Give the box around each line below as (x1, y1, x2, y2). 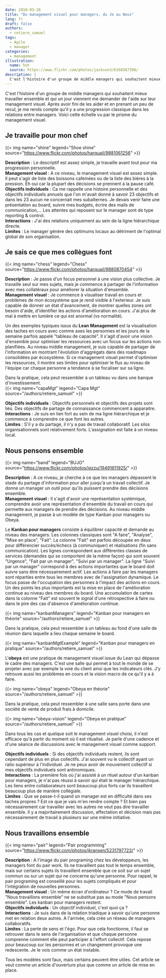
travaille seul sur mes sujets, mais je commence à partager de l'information (5, 281, 159, 287)
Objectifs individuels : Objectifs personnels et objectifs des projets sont (5, 400, 153, 406)
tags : (5, 35, 16, 40)
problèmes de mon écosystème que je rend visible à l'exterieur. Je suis (5, 297, 150, 303)
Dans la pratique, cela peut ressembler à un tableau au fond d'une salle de (5, 625, 157, 631)
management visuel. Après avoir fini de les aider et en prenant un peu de (5, 101, 154, 107)
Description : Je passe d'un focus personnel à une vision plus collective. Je (5, 276, 161, 282)
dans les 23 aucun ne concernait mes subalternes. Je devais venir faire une (5, 196, 160, 202)
